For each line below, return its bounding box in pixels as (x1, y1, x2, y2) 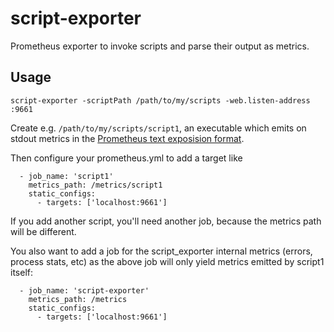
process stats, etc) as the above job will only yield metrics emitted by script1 (10, 255, 325, 267)
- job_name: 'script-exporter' (19, 285, 150, 296)
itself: (10, 266, 33, 278)
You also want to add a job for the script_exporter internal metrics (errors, (10, 245, 313, 257)
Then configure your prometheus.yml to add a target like (10, 152, 243, 164)
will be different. (10, 225, 77, 237)
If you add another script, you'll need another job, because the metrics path (10, 215, 322, 227)
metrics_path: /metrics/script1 (28, 180, 163, 190)
